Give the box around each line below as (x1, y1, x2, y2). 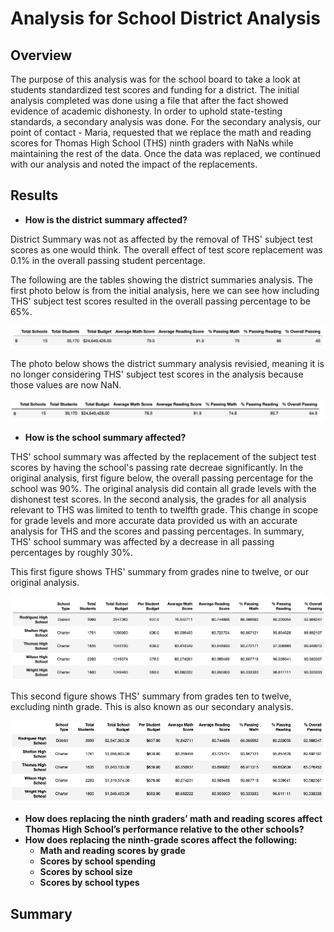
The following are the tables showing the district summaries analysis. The (10, 273, 314, 286)
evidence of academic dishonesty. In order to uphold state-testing (10, 105, 283, 117)
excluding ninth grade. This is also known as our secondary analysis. (10, 701, 294, 713)
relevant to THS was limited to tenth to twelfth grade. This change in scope (10, 503, 319, 516)
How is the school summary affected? (24, 431, 187, 443)
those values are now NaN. (10, 378, 122, 391)
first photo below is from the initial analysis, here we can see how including (10, 284, 320, 296)
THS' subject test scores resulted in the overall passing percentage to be (10, 295, 311, 307)
